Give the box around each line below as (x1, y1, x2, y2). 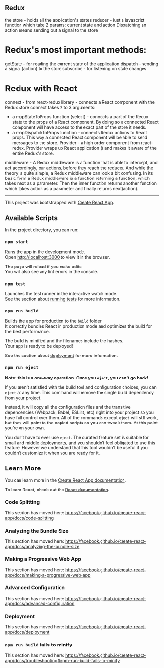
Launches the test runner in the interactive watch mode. (5, 291, 118, 297)
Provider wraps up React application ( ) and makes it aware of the (26, 145, 157, 151)
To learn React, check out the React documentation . (5, 487, 110, 492)
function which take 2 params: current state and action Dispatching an (5, 22, 147, 28)
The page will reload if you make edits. (5, 264, 83, 269)
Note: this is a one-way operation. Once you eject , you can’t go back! (5, 375, 149, 380)
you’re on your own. (5, 425, 45, 431)
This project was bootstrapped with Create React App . (5, 200, 115, 205)
